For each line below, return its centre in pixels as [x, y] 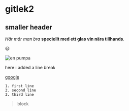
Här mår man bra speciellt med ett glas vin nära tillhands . [65, 39]
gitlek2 [20, 9]
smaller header [29, 27]
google [12, 77]
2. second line [21, 90]
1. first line [20, 86]
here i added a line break [30, 68]
